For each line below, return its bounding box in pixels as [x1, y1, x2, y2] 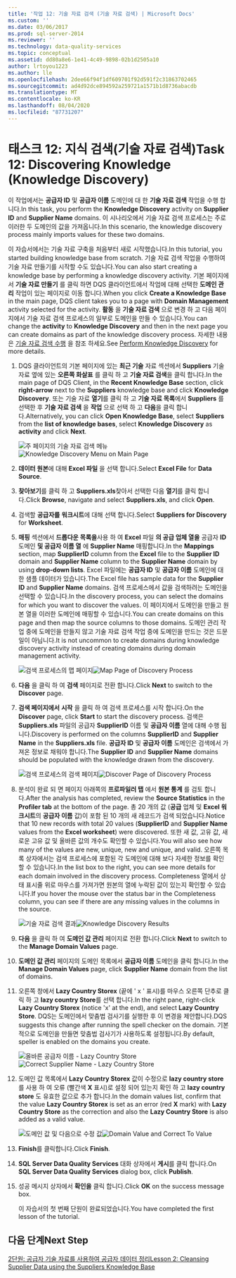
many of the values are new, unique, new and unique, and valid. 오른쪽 [18, 845, 221, 854]
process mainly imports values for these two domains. [8, 230, 165, 238]
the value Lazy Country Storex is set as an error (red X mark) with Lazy [18, 1100, 227, 1108]
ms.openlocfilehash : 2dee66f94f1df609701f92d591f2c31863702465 [8, 75, 197, 83]
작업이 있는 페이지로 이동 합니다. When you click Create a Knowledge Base [15, 288, 227, 297]
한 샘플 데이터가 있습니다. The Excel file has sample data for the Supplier [18, 574, 224, 582]
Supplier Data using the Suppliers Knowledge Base [8, 1262, 155, 1271]
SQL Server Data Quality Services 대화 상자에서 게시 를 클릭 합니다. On [18, 1159, 217, 1167]
